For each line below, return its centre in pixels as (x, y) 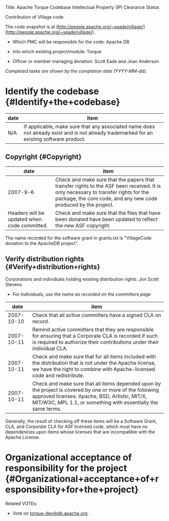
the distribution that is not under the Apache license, (94, 363)
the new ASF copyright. (83, 225)
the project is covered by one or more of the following (96, 390)
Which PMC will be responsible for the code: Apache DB (71, 42)
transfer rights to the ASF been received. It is (108, 186)
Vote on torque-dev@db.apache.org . (51, 513)
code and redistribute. (58, 375)
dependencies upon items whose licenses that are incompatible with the (80, 431)
